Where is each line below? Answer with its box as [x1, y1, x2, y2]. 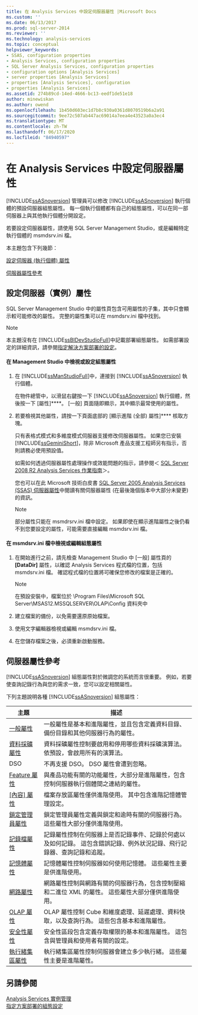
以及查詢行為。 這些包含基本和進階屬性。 [55, 917, 170, 925]
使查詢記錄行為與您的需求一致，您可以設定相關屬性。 [6, 680, 136, 687]
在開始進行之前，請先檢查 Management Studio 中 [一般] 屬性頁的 [14, 554, 172, 561]
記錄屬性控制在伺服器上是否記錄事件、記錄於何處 [44, 830, 180, 838]
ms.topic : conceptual [6, 42, 60, 48]
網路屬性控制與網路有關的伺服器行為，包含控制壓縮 [44, 879, 186, 887]
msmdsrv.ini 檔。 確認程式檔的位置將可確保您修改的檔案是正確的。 [14, 568, 177, 576]
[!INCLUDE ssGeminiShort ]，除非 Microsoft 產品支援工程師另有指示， [14, 439, 182, 447]
